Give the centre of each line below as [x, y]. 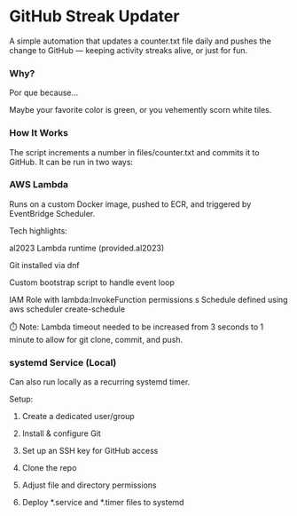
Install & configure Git [62, 433]
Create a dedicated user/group [78, 417]
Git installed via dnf [44, 265]
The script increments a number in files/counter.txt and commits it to [134, 152]
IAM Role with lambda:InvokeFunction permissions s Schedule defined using [148, 299]
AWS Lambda [39, 185]
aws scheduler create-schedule [67, 309]
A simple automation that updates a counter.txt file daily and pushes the [141, 41]
